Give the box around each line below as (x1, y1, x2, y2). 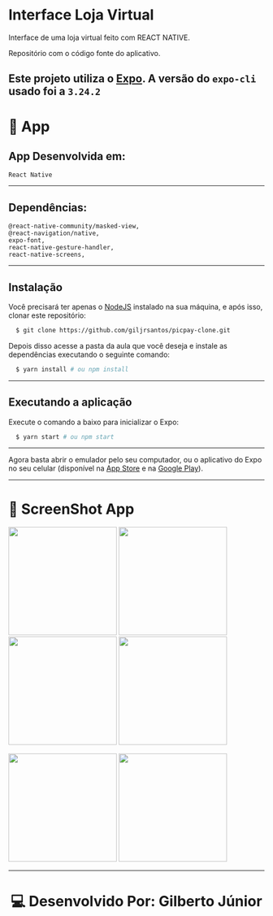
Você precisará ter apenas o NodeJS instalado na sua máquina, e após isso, (8, 302, 263, 311)
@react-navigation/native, (8, 229, 100, 237)
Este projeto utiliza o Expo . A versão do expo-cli (8, 72, 257, 86)
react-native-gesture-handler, (8, 244, 115, 252)
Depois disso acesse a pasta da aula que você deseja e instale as (8, 341, 227, 350)
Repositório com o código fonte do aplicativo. (8, 48, 161, 58)
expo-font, (8, 237, 45, 245)
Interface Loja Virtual (8, 6, 154, 24)
